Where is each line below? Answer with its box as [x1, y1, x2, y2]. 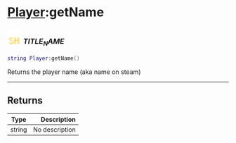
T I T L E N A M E [22, 37, 65, 48]
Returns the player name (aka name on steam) [7, 68, 141, 76]
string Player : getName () [7, 54, 80, 62]
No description [32, 125, 76, 134]
